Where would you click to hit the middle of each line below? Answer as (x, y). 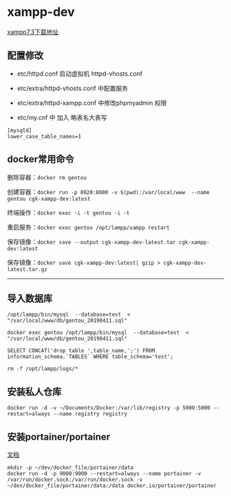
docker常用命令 (41, 159)
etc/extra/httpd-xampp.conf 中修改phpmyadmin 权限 (92, 103)
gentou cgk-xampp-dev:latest (49, 199)
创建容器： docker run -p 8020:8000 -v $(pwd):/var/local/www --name (108, 192)
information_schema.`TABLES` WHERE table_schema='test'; (90, 357)
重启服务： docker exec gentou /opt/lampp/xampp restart (88, 227)
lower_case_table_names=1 (44, 136)
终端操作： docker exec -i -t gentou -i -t (68, 212)
